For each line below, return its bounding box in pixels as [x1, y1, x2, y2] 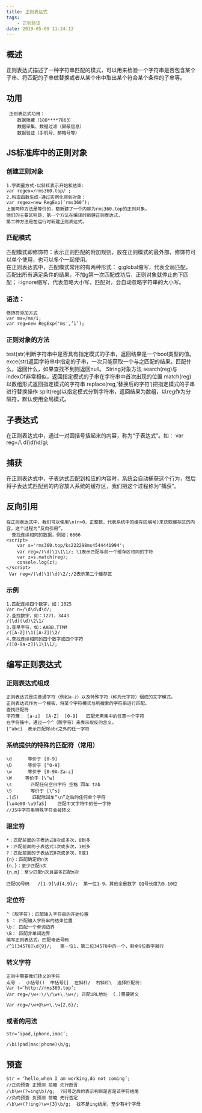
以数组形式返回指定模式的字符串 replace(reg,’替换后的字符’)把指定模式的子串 [6, 380, 195, 388]
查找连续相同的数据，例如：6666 [11, 532, 81, 538]
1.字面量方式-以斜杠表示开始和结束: [6, 182, 84, 188]
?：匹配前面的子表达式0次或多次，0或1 [6, 850, 89, 856]
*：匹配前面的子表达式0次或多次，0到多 [6, 837, 91, 843]
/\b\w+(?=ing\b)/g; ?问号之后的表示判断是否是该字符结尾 [6, 1088, 139, 1095]
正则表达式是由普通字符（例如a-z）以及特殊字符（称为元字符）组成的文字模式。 [6, 694, 176, 700]
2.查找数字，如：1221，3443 [6, 613, 69, 619]
